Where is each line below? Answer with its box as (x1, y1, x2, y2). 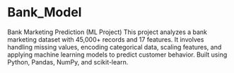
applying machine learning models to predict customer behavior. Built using (7, 50, 228, 59)
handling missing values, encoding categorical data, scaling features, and (7, 43, 222, 51)
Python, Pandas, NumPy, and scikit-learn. (7, 57, 129, 66)
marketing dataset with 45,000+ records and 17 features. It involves (7, 35, 204, 43)
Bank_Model (7, 4, 82, 21)
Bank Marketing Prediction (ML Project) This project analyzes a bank (7, 28, 207, 36)
